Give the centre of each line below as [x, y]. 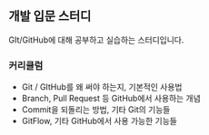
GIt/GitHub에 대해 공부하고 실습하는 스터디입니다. [96, 40]
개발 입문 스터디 [50, 16]
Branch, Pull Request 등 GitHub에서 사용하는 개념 [111, 99]
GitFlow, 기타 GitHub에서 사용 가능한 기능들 [100, 121]
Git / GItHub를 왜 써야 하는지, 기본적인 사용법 [102, 87]
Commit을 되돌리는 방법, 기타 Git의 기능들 [96, 110]
